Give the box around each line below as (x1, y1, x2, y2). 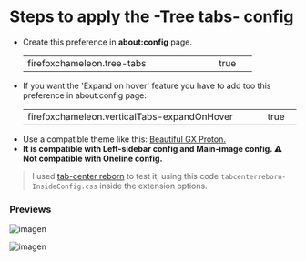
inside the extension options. (99, 180, 208, 191)
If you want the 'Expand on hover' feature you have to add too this (22, 80, 271, 91)
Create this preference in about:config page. (22, 36, 193, 47)
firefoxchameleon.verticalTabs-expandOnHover (26, 110, 234, 123)
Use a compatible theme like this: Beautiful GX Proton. (22, 134, 226, 145)
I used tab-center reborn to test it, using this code (31, 170, 219, 181)
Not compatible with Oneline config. (22, 153, 163, 164)
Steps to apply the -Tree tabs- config (9, 6, 294, 27)
